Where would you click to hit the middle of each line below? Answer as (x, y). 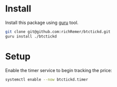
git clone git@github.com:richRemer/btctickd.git (58, 31)
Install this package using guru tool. (42, 22)
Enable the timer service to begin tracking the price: (59, 70)
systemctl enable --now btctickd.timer (47, 79)
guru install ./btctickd (31, 36)
